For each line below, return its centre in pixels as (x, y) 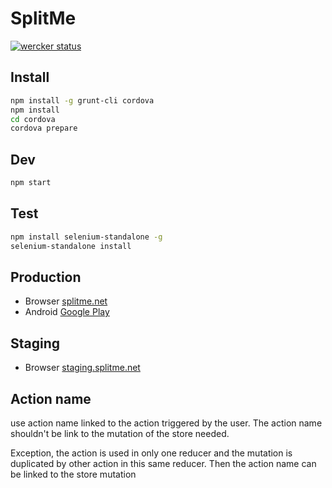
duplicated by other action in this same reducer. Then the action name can (163, 463)
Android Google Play (67, 312)
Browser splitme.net (66, 301)
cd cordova (33, 119)
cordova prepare (44, 128)
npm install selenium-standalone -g (86, 237)
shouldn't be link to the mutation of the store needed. (120, 433)
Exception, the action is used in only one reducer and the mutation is (151, 453)
